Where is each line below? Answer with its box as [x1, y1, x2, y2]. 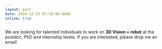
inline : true [5, 16, 32, 21]
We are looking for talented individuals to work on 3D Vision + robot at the [5, 29, 155, 35]
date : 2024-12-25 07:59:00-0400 [5, 12, 71, 16]
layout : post [5, 7, 32, 12]
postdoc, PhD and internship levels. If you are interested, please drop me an [5, 34, 157, 40]
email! [5, 39, 18, 45]
